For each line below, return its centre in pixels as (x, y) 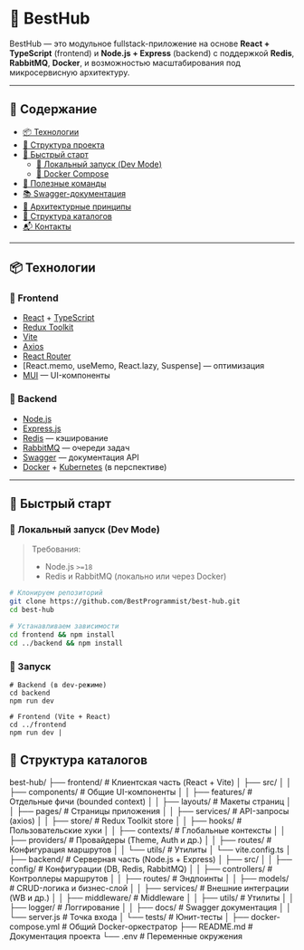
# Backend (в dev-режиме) (58, 685)
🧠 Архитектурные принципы (77, 206)
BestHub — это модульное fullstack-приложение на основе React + (139, 43)
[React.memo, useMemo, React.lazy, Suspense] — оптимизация (143, 366)
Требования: (56, 549)
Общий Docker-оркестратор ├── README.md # (161, 926)
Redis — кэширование (65, 437)
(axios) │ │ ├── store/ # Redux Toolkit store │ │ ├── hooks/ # (126, 820)
